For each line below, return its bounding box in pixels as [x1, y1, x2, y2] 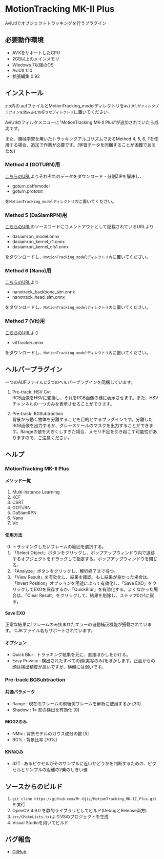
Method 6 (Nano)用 [5, 267, 51, 274]
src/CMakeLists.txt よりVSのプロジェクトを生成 [12, 814, 109, 819]
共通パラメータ [5, 689, 35, 695]
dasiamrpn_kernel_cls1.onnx [12, 244, 69, 250]
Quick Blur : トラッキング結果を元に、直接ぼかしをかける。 [12, 652, 131, 657]
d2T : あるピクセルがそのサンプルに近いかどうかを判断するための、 [12, 760, 148, 767]
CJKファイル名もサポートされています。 [14, 628, 95, 634]
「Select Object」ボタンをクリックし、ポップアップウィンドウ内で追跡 [12, 550, 155, 556]
